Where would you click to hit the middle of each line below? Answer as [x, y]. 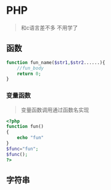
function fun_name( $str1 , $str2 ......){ [56, 62]
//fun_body [30, 68]
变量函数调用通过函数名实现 [55, 110]
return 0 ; [29, 73]
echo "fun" [30, 138]
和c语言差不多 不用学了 [49, 27]
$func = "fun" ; [22, 149]
